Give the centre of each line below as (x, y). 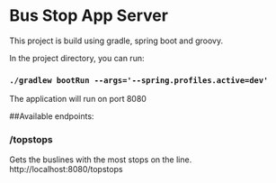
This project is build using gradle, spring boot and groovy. (116, 41)
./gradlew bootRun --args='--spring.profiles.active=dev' (139, 80)
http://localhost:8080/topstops (66, 169)
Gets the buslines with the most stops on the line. (101, 160)
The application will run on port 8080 (78, 99)
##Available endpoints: (52, 116)
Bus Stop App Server (89, 16)
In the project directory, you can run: (77, 58)
